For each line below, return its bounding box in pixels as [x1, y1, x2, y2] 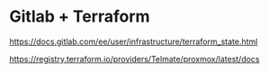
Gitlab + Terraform [9, 6, 150, 27]
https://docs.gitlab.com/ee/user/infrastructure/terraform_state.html [9, 36, 258, 47]
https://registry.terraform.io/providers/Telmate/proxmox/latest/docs [9, 53, 260, 64]
